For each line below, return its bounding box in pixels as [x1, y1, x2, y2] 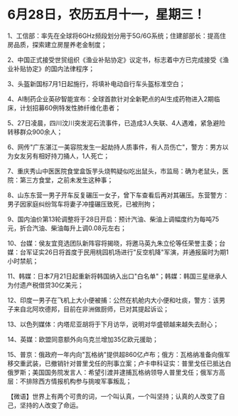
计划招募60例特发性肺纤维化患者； [19, 103, 121, 112]
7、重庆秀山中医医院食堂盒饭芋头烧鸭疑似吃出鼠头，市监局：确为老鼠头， [7, 167, 222, 175]
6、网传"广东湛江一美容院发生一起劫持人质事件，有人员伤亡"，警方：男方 [7, 142, 222, 151]
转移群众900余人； [7, 128, 63, 136]
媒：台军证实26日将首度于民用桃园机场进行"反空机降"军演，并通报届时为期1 [7, 247, 229, 256]
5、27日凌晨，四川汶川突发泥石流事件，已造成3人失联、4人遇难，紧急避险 [7, 118, 226, 127]
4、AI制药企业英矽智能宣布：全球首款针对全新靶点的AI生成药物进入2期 [7, 94, 215, 103]
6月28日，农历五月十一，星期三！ [7, 6, 206, 23]
